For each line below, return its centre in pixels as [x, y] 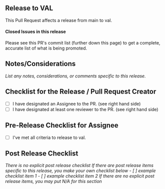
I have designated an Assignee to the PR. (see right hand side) [76, 103]
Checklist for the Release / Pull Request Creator [81, 92]
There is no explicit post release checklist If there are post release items [79, 165]
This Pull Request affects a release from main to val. [59, 20]
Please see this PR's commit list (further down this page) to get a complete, [83, 43]
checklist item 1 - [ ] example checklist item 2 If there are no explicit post [80, 176]
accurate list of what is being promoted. [46, 48]
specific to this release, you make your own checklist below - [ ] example [80, 171]
